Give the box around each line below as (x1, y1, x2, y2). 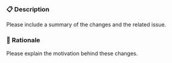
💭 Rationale (6, 36, 41, 44)
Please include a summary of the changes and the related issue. (6, 21, 167, 28)
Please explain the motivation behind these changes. (6, 50, 138, 57)
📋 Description (6, 5, 50, 13)
